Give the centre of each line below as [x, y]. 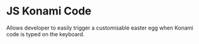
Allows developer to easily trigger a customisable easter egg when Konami [100, 28]
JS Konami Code [49, 11]
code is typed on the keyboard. [46, 34]
